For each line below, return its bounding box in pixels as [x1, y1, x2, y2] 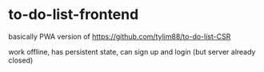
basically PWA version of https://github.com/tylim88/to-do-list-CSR [8, 32, 231, 41]
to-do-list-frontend [8, 6, 139, 24]
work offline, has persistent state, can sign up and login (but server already [8, 47, 256, 56]
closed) [8, 55, 34, 65]
